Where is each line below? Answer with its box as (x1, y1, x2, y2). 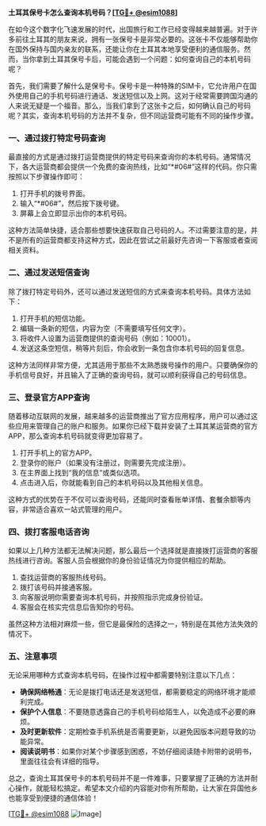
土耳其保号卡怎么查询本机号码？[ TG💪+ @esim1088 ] (8, 8, 178, 17)
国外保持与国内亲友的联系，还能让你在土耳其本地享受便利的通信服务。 (14, 44, 244, 54)
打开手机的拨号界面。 (19, 189, 89, 198)
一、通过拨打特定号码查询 (8, 133, 106, 144)
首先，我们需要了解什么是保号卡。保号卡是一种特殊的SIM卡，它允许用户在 (8, 81, 250, 90)
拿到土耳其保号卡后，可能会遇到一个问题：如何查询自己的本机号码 (35, 55, 251, 63)
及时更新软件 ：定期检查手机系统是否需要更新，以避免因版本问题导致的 (19, 727, 249, 736)
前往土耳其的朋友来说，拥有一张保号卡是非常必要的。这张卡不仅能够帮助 (14, 35, 251, 44)
